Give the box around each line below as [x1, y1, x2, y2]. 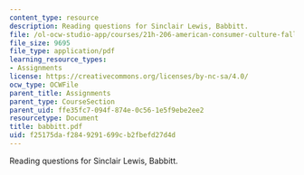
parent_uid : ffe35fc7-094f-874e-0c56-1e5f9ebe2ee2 [9, 106, 204, 115]
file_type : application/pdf [9, 47, 116, 56]
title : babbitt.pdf [9, 123, 83, 132]
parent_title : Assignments [9, 88, 111, 97]
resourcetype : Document [9, 114, 100, 123]
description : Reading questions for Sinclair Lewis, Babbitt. [9, 22, 249, 31]
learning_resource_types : [9, 55, 107, 64]
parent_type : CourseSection [9, 97, 116, 106]
